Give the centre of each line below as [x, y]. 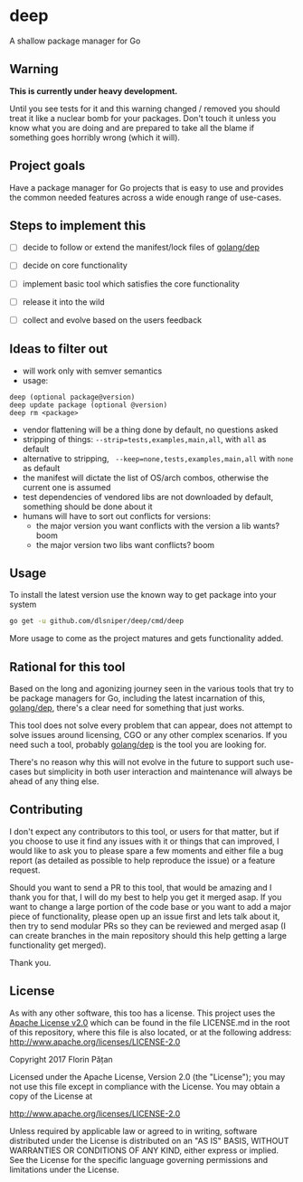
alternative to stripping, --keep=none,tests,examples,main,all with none [158, 459]
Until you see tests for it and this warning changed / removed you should [145, 109]
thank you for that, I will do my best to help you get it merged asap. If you [146, 897]
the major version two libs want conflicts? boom [125, 544]
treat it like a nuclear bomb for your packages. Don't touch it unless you [143, 118]
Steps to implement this [78, 226]
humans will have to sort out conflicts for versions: [116, 515]
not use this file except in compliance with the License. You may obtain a [145, 1086]
